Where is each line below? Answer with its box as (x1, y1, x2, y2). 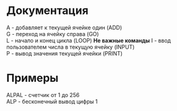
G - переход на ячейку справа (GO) (6, 30, 99, 37)
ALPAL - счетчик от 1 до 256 (6, 91, 80, 98)
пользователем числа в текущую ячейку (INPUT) (6, 43, 135, 51)
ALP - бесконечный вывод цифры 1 (6, 98, 98, 105)
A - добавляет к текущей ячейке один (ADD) (6, 24, 122, 31)
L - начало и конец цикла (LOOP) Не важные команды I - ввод (6, 37, 171, 44)
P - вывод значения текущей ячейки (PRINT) (6, 49, 123, 57)
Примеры (6, 71, 59, 85)
